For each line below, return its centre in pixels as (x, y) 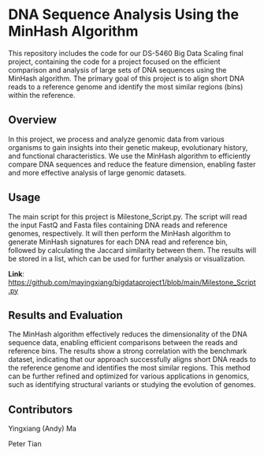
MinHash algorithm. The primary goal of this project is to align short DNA (126, 78)
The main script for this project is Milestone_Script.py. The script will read (128, 216)
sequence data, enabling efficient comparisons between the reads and (123, 343)
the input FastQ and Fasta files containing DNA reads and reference (118, 225)
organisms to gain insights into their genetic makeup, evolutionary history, (128, 147)
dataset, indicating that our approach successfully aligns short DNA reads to (132, 359)
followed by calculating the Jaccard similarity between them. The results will (132, 250)
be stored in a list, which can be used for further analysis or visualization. (127, 258)
